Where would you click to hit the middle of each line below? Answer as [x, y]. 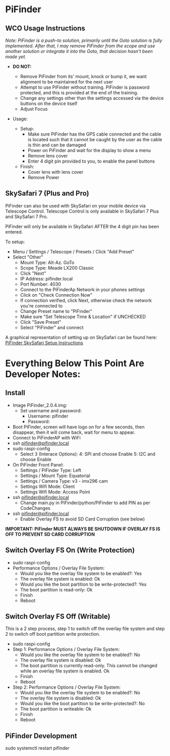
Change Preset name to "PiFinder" [56, 311]
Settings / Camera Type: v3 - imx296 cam [64, 481]
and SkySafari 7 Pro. [27, 216]
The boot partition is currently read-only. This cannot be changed [89, 666]
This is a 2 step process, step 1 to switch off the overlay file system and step [85, 629]
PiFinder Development [41, 736]
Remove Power [44, 177]
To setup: [15, 242]
